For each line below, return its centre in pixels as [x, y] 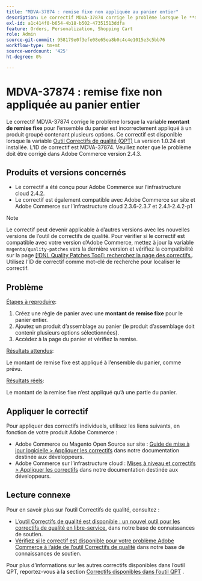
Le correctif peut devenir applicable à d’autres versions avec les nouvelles [98, 230]
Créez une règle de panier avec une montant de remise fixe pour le [99, 313]
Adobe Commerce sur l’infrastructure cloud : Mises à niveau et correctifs [105, 463]
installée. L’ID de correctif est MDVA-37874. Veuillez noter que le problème [99, 147]
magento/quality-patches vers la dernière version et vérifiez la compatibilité [100, 249]
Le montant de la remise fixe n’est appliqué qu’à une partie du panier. [92, 393]
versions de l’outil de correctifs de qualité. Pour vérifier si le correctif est [96, 236]
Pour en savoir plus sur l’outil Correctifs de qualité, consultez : [83, 509]
